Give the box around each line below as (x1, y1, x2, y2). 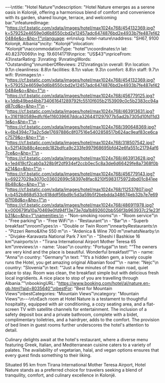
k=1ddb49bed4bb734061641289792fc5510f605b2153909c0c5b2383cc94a (5, 98, 159, 103)
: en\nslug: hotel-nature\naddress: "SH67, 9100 (64, 35, 159, 41)
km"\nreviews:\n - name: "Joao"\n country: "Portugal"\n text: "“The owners (5, 244, 157, 250)
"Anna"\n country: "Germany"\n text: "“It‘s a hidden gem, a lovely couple (5, 255, 152, 260)
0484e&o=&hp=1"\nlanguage (5, 35, 65, 41)
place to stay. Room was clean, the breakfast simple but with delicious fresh (5, 270, 159, 276)
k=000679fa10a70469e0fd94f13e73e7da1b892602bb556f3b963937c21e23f (5, 207, 160, 213)
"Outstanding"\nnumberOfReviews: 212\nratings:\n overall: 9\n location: (5, 61, 151, 67)
